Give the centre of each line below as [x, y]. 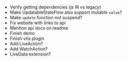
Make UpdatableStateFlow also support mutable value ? [66, 12]
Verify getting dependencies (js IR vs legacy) [55, 7]
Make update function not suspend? [46, 17]
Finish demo [22, 33]
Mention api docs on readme [39, 28]
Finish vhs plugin [27, 38]
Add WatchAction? [29, 49]
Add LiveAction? [26, 44]
